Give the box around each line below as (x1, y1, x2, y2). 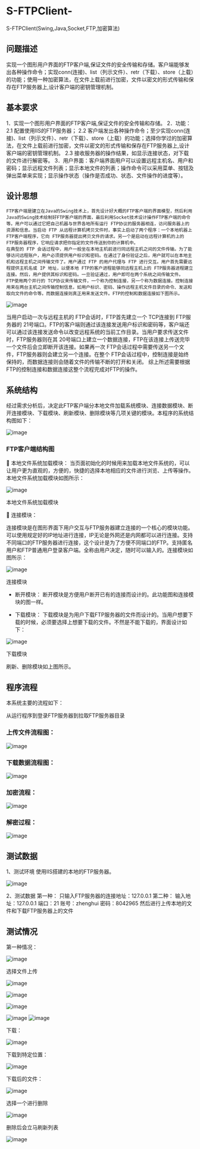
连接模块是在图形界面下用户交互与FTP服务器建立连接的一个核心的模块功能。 (6, 524, 193, 531)
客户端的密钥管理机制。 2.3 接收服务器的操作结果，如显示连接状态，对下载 (6, 149, 189, 157)
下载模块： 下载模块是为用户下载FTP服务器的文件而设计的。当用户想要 (14, 611, 188, 618)
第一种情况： (6, 943, 37, 951)
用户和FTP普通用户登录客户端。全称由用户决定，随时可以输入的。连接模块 (6, 547, 189, 554)
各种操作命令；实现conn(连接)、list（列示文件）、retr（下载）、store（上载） (11, 68, 194, 75)
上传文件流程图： (6, 728, 55, 737)
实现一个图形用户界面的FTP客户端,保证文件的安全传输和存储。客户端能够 (6, 61, 185, 68)
